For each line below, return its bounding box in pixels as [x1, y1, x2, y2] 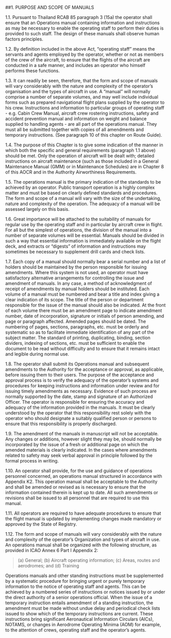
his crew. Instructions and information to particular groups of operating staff [5, 105, 164, 111]
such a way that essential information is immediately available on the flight [5, 238, 161, 244]
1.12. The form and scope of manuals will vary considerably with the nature [5, 531, 162, 537]
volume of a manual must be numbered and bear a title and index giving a [5, 291, 160, 297]
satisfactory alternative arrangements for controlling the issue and [5, 275, 144, 281]
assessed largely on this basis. [5, 206, 70, 212]
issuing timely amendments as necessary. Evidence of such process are [5, 388, 157, 394]
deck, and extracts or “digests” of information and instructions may [5, 243, 146, 249]
